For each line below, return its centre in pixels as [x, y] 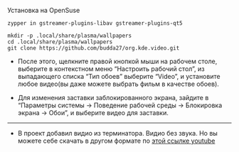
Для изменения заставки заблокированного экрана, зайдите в [113, 98]
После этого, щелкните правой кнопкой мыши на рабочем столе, [117, 61]
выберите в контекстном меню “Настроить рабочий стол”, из [111, 69]
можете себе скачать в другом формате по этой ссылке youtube [116, 141]
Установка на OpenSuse [44, 10]
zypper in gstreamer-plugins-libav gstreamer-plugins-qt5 [95, 23]
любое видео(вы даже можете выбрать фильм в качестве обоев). [118, 84]
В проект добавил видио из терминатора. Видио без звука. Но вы [118, 133]
